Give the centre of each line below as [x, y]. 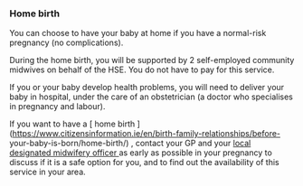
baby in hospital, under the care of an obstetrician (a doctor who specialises [151, 97]
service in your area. [47, 172]
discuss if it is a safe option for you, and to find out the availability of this [144, 163]
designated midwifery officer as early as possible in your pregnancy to [141, 153]
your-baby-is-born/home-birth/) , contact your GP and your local [130, 144]
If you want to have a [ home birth [72, 124]
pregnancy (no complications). [66, 42]
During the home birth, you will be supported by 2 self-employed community [152, 60]
